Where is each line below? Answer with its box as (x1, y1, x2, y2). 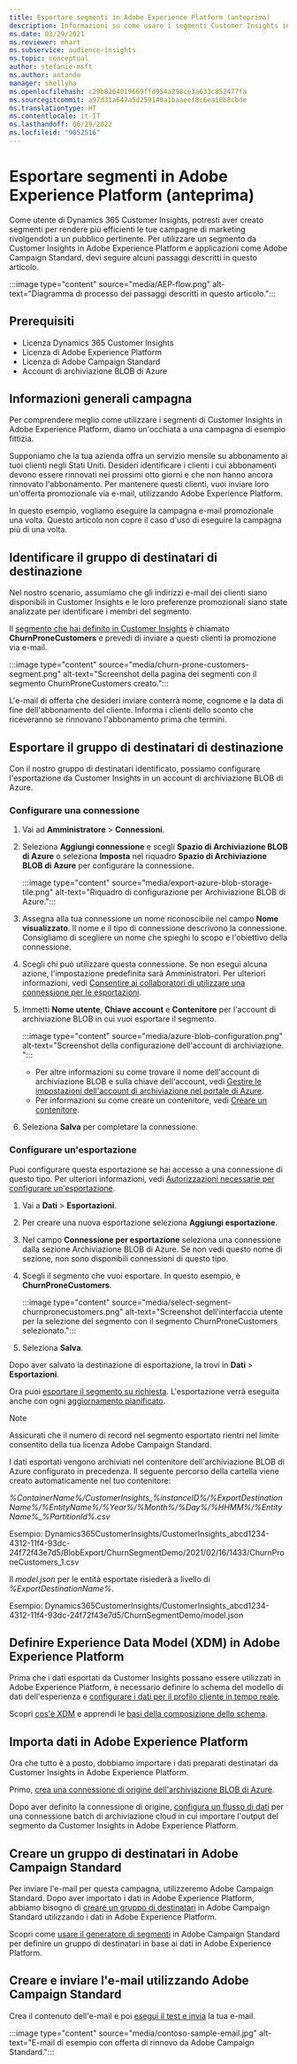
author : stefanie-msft (9, 63, 93, 72)
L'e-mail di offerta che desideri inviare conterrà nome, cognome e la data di (9, 695, 284, 706)
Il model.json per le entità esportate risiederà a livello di (9, 1573, 210, 1584)
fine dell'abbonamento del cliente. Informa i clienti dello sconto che (9, 705, 254, 716)
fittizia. (9, 433, 34, 444)
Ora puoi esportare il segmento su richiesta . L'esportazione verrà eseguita (9, 1385, 280, 1396)
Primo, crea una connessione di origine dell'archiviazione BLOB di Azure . (9, 1784, 275, 1795)
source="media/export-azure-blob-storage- (111, 878, 273, 888)
